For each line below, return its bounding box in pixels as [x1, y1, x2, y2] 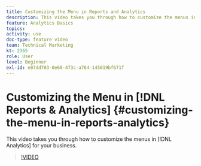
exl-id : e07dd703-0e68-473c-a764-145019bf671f [6, 64, 124, 71]
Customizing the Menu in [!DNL [6, 90, 165, 104]
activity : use [6, 31, 42, 37]
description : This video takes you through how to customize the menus [6, 14, 188, 20]
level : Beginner [6, 59, 47, 65]
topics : [6, 25, 26, 32]
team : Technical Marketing [6, 43, 74, 49]
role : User [6, 53, 33, 59]
